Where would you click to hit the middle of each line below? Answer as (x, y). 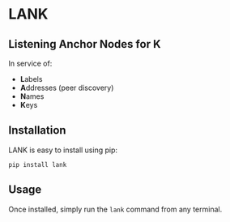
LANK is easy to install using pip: (63, 150)
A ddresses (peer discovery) (67, 88)
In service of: (30, 63)
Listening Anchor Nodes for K (85, 44)
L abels (31, 79)
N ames (32, 96)
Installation (37, 130)
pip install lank (38, 164)
